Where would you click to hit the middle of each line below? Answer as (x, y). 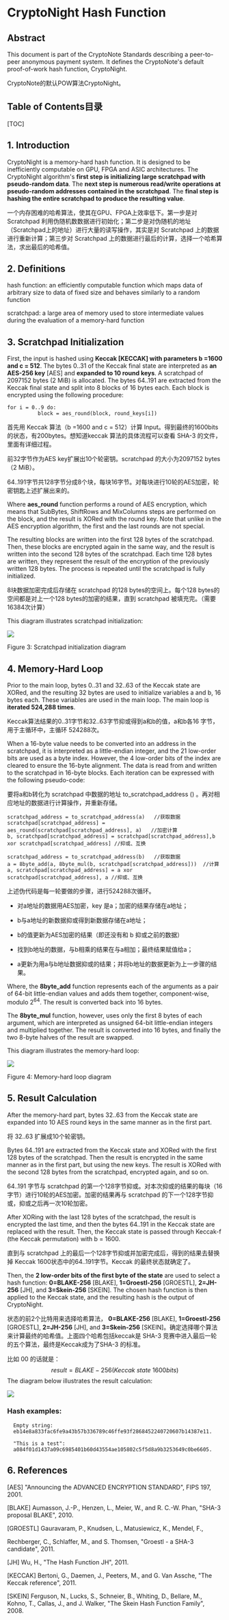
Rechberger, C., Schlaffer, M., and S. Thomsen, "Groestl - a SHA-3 (100, 1541)
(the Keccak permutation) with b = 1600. (64, 1239)
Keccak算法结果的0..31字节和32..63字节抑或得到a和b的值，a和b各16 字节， (113, 721)
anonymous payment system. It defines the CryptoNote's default (113, 62)
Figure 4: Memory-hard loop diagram (59, 1077)
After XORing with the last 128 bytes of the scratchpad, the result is (102, 1217)
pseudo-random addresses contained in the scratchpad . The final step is (113, 191)
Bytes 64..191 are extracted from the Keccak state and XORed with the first (112, 1150)
